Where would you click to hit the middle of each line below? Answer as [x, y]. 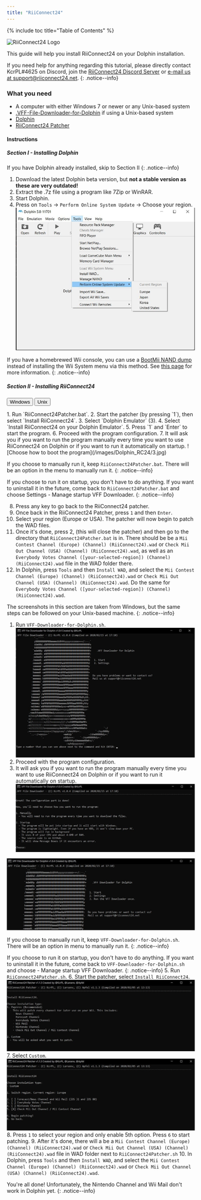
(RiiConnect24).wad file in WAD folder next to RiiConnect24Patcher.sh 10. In [100, 1153]
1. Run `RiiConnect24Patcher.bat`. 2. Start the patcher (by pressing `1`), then [100, 414]
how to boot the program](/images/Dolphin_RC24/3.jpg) [98, 453]
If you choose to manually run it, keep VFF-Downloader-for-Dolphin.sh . [93, 939]
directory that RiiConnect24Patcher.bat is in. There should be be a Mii [101, 538]
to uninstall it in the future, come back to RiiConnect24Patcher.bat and [93, 488]
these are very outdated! [47, 186]
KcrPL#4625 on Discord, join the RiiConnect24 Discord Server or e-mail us [99, 71]
